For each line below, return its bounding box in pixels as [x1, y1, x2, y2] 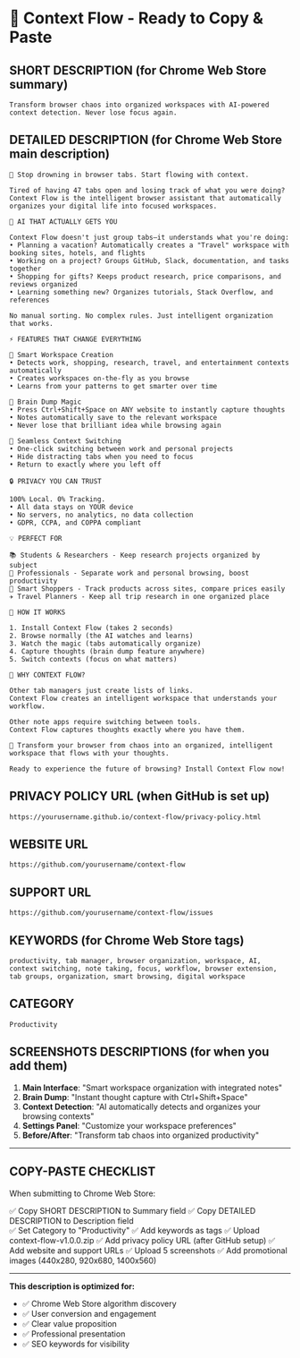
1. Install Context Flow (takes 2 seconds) [9, 623, 174, 632]
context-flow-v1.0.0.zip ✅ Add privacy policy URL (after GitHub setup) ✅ [9, 1234, 276, 1245]
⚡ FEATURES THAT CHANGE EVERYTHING [9, 335, 142, 344]
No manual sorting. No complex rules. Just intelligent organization [9, 311, 274, 320]
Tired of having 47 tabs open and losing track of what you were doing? [9, 185, 286, 195]
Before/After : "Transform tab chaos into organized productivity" [21, 1130, 260, 1140]
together [9, 264, 42, 273]
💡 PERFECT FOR [9, 534, 62, 542]
